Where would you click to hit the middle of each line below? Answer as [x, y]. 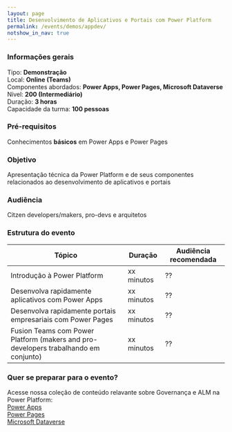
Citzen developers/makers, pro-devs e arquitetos [77, 215]
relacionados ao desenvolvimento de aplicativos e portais [89, 182]
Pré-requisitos [32, 126]
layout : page [26, 13]
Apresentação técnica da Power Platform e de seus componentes [100, 175]
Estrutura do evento [41, 233]
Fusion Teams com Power [52, 330]
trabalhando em [74, 348]
